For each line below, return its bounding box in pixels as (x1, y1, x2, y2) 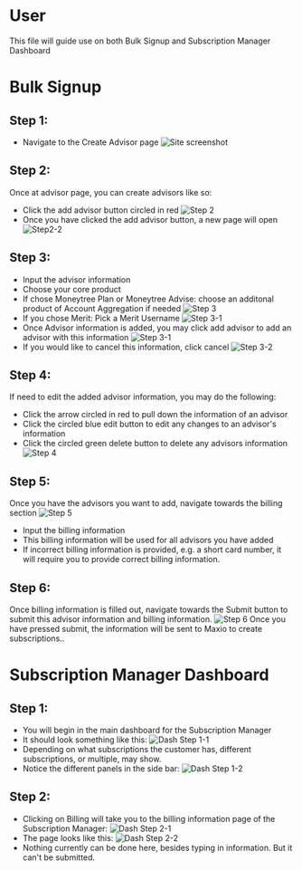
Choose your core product (22, 283, 122, 294)
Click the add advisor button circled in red (22, 205, 179, 215)
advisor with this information (22, 331, 129, 342)
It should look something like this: (22, 734, 147, 745)
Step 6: (9, 580, 52, 596)
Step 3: (9, 250, 52, 265)
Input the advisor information (22, 273, 131, 285)
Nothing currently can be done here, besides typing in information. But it (22, 842, 293, 853)
